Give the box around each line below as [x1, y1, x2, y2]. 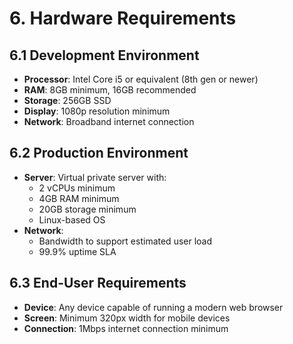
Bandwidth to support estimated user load [38, 235, 213, 247]
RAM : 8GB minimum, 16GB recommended [23, 84, 197, 96]
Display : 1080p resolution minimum [23, 105, 171, 117]
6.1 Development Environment [9, 47, 200, 64]
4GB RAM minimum [38, 192, 120, 204]
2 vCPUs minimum [38, 182, 116, 194]
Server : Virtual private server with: [23, 171, 167, 183]
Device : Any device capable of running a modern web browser [23, 301, 284, 313]
